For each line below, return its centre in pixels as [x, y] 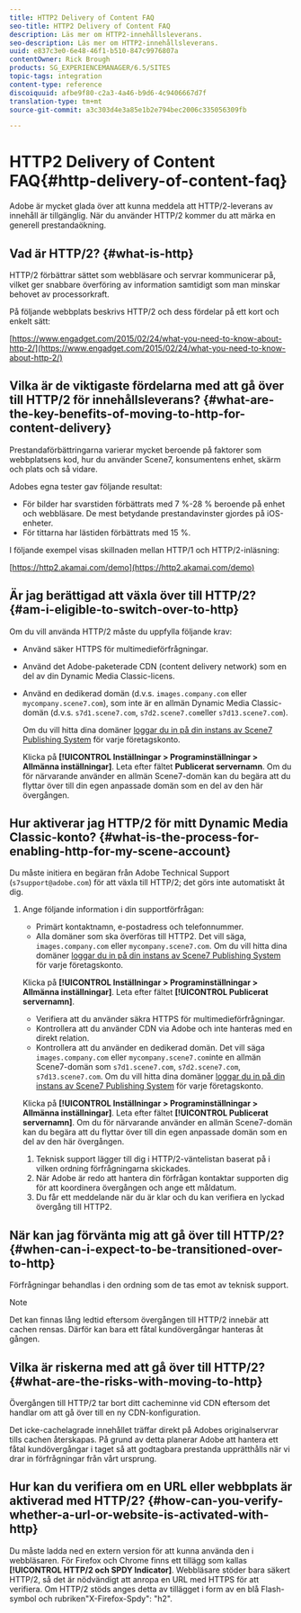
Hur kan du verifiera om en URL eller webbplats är [151, 1487]
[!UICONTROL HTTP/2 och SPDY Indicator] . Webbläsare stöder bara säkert [150, 1570]
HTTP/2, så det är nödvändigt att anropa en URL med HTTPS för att [134, 1579]
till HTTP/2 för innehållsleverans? [105, 400]
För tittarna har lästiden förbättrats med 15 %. [106, 533]
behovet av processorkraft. [59, 294]
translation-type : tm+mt [56, 101]
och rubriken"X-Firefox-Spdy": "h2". [105, 1599]
